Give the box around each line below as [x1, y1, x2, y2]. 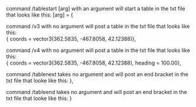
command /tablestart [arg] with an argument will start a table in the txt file [6, 5, 186, 12]
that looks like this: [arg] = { [6, 11, 74, 18]
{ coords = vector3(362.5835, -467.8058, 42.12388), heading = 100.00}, [6, 59, 182, 66]
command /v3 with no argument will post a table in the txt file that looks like [6, 23, 190, 30]
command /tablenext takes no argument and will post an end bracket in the [6, 71, 189, 77]
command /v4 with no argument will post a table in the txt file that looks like [6, 47, 190, 54]
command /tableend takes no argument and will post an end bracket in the [6, 89, 187, 95]
